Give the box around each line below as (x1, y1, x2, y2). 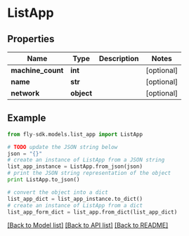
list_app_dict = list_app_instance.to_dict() (7, 195, 143, 202)
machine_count (11, 65, 64, 75)
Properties (7, 33, 55, 45)
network (11, 88, 40, 98)
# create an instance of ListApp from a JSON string (7, 157, 165, 164)
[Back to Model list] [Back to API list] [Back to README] (7, 221, 169, 230)
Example (7, 112, 46, 124)
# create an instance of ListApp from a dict (7, 202, 143, 209)
